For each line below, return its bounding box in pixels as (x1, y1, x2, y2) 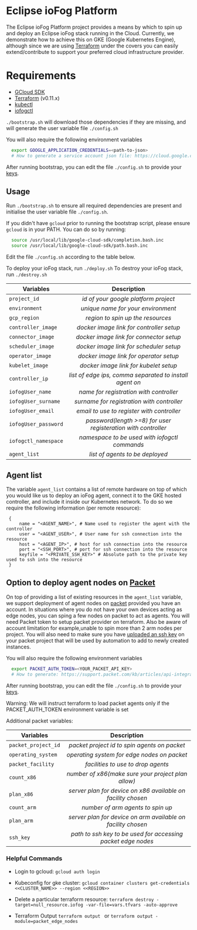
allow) (118, 777, 136, 785)
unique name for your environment (80, 304, 176, 313)
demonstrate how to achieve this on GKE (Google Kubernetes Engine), (6, 36, 176, 43)
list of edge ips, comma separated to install (69, 371, 188, 379)
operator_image (9, 353, 52, 359)
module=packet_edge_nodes (14, 918, 78, 924)
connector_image (9, 334, 55, 341)
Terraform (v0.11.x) (14, 94, 60, 101)
